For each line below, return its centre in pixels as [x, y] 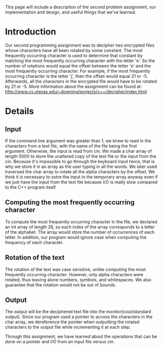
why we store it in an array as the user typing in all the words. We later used [81, 166]
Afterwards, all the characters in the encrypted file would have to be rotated [81, 81]
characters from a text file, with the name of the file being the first [71, 146]
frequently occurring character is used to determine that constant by [74, 55]
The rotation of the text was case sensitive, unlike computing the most [75, 269]
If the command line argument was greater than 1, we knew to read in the [78, 141]
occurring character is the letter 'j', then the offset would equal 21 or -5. [77, 76]
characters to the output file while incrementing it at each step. [68, 327]
